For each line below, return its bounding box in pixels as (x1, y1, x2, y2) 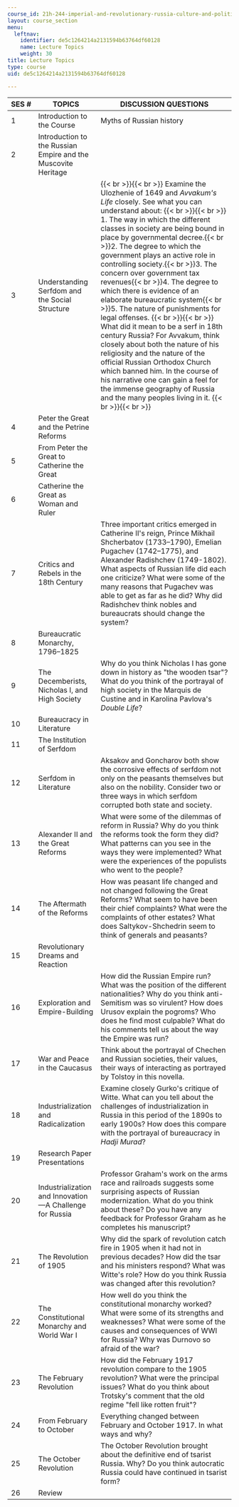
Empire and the (38, 149, 89, 159)
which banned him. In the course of (100, 366, 219, 376)
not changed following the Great (100, 885, 208, 895)
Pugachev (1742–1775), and (100, 546, 199, 556)
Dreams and (38, 950, 80, 960)
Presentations (38, 1157, 85, 1167)
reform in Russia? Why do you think (100, 821, 219, 830)
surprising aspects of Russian (100, 1186, 200, 1196)
